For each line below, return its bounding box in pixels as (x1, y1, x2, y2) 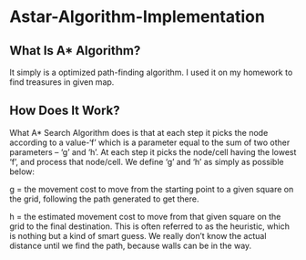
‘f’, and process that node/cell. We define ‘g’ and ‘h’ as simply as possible (9, 156, 284, 167)
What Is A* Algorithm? (9, 43, 141, 58)
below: (9, 166, 35, 177)
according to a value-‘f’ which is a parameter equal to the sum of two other (9, 137, 291, 148)
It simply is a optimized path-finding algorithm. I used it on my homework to (9, 67, 293, 78)
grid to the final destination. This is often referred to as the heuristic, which (9, 221, 290, 232)
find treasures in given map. (9, 77, 115, 88)
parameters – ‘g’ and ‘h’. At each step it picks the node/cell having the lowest (9, 146, 297, 157)
